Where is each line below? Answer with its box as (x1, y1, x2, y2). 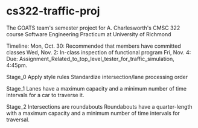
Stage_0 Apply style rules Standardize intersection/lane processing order (6, 73, 188, 80)
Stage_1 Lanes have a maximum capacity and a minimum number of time (6, 85, 187, 92)
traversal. (6, 116, 30, 123)
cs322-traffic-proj (6, 4, 100, 18)
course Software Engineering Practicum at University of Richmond (6, 30, 171, 37)
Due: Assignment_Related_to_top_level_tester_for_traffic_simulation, (6, 55, 175, 62)
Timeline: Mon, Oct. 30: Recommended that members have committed (6, 42, 181, 50)
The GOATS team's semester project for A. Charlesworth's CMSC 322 (6, 24, 180, 31)
